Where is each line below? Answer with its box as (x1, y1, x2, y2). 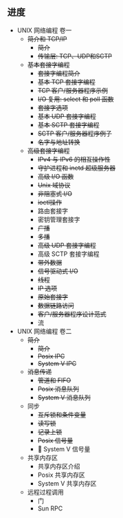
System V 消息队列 (37, 393, 91, 401)
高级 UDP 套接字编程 (37, 241, 96, 249)
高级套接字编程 (27, 147, 70, 155)
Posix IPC (37, 352, 65, 360)
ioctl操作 (37, 198, 63, 206)
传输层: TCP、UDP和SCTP (37, 52, 112, 60)
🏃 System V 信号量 (37, 444, 91, 453)
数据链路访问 (37, 301, 74, 310)
